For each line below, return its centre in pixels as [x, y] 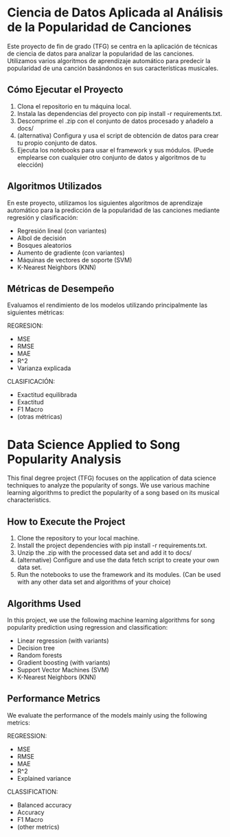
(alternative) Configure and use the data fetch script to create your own [118, 560]
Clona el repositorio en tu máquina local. [74, 106]
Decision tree [36, 647]
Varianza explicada [44, 368]
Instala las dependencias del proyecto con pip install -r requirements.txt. [119, 113]
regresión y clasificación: [43, 217]
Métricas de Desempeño [61, 289]
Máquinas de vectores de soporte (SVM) [74, 260]
